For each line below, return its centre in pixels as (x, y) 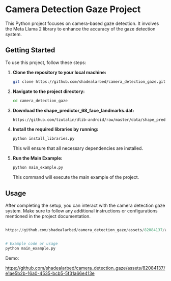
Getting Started (30, 50)
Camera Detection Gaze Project (73, 9)
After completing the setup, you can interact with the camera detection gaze (85, 205)
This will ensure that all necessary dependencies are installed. (78, 148)
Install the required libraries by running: (55, 129)
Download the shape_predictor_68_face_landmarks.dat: (73, 110)
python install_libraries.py (44, 139)
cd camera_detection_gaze (40, 101)
